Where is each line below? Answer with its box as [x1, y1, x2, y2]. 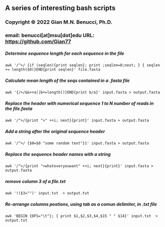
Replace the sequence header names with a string [5, 151, 111, 157]
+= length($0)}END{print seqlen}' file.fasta [5, 67, 100, 72]
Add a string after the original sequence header [5, 128, 105, 134]
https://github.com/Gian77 [5, 38, 72, 45]
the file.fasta [5, 106, 33, 112]
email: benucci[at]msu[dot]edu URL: [5, 32, 95, 39]
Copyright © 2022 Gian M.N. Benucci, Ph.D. [5, 19, 113, 26]
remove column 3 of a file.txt [5, 178, 66, 184]
